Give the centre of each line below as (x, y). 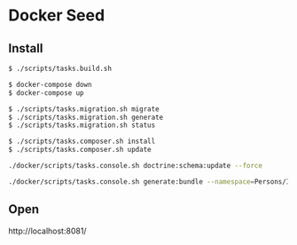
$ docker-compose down (50, 84)
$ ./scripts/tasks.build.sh (60, 68)
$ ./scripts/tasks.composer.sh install (82, 142)
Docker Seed (57, 16)
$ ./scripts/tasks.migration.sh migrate (84, 109)
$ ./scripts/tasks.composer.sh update (80, 150)
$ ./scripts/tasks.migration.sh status (82, 125)
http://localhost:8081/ (47, 231)
